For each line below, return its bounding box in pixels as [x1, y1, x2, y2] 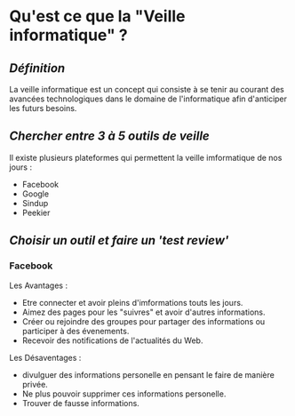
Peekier [21, 207, 51, 218]
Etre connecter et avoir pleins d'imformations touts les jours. [21, 297, 243, 308]
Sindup [21, 197, 49, 208]
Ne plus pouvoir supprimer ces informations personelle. [21, 388, 227, 399]
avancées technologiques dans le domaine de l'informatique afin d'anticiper [9, 93, 287, 104]
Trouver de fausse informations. [21, 397, 140, 408]
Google [21, 188, 50, 199]
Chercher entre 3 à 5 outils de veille [9, 129, 211, 144]
